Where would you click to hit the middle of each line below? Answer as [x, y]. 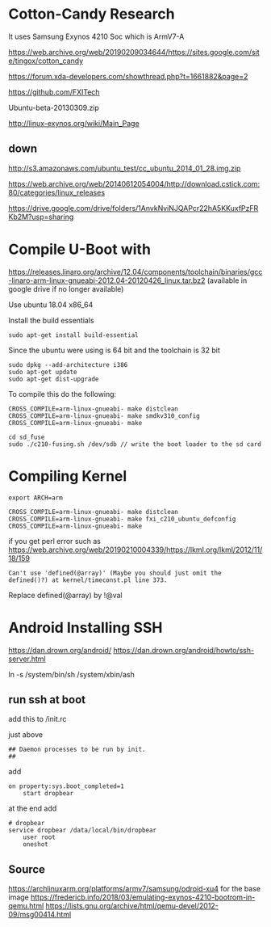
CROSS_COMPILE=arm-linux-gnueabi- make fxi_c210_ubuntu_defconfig [122, 519]
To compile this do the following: [63, 394]
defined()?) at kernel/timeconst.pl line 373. [88, 580]
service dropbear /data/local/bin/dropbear [83, 830]
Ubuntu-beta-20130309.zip [54, 107]
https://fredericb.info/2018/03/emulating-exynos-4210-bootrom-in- [143, 897]
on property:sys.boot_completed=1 [67, 786]
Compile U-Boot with [80, 249]
